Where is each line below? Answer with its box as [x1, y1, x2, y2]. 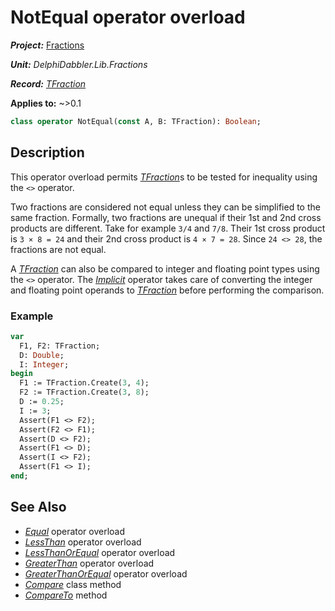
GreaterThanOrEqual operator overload [24, 567, 188, 580]
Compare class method [24, 578, 122, 590]
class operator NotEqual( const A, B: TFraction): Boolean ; [10, 116, 262, 126]
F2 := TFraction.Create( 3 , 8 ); [19, 387, 150, 398]
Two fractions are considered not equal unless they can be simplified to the [10, 201, 321, 213]
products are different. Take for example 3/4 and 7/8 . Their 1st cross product [10, 222, 326, 234]
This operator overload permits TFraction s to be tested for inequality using [10, 171, 318, 183]
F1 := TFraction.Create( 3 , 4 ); [19, 378, 150, 388]
